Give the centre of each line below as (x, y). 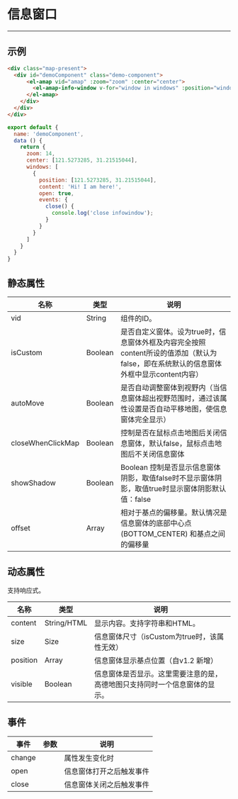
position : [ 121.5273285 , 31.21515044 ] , (98, 180)
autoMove (28, 403)
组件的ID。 (138, 318)
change (24, 757)
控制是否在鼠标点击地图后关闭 (170, 432)
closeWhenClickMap (45, 442)
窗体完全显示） (145, 419)
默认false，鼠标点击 (181, 443)
